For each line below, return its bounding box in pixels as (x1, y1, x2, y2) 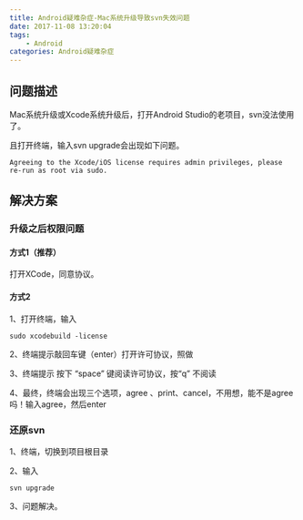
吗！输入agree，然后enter (9, 398, 107, 410)
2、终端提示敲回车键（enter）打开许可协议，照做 (9, 348, 194, 360)
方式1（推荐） (9, 247, 62, 258)
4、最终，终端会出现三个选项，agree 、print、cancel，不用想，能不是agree (9, 387, 294, 398)
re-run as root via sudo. (9, 166, 107, 175)
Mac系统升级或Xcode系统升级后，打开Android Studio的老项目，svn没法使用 (9, 108, 295, 119)
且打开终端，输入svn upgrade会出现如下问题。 (9, 139, 185, 150)
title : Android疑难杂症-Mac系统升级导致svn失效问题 (9, 13, 190, 23)
